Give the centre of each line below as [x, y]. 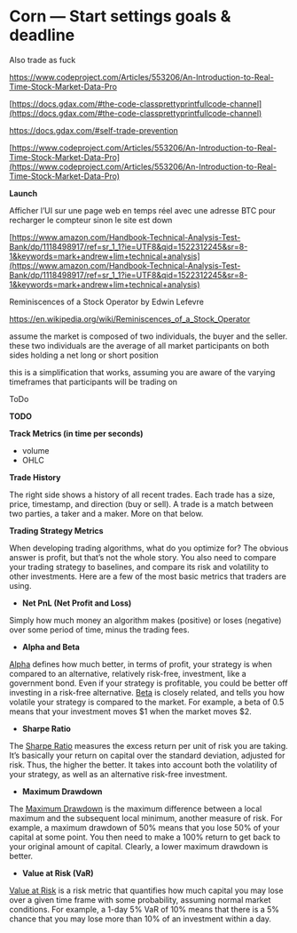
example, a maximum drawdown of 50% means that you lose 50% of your [145, 827]
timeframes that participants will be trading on [94, 382]
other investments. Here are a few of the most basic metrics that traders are [148, 576]
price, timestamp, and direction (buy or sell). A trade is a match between [141, 503]
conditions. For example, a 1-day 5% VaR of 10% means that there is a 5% [145, 909]
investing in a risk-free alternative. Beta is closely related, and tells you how [147, 692]
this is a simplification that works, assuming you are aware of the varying [142, 372]
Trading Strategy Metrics [56, 530]
